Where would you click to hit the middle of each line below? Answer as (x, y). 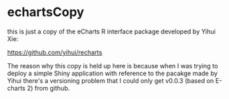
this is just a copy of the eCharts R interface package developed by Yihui (111, 31)
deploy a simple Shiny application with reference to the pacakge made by (112, 73)
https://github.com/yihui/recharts (55, 52)
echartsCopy (46, 12)
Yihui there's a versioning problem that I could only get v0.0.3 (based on (111, 80)
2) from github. (48, 88)
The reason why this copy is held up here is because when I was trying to (113, 66)
